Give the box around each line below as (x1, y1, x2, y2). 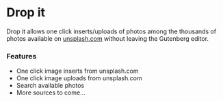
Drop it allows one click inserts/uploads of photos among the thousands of (6, 27, 217, 35)
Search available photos (16, 82, 85, 90)
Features (6, 51, 37, 61)
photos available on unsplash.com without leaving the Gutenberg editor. (6, 34, 209, 42)
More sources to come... (16, 88, 86, 97)
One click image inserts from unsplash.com (16, 67, 139, 75)
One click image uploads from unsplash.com (16, 74, 142, 82)
